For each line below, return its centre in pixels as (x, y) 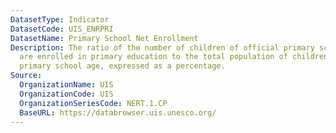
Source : (26, 76)
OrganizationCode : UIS (66, 94)
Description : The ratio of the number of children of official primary (162, 47)
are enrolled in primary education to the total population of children (174, 57)
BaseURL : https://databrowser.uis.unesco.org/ (118, 112)
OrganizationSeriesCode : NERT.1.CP (93, 103)
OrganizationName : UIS (66, 85)
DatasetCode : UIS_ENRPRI (62, 29)
